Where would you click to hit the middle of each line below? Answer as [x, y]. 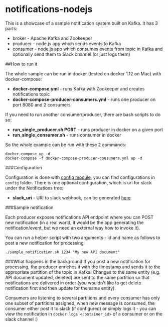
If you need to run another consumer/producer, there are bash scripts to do [83, 115]
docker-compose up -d [28, 154]
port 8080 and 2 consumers [42, 104]
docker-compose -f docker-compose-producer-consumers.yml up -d [74, 158]
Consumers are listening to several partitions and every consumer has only [83, 298]
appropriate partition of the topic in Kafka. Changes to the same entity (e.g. [83, 272]
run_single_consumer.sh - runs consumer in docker [67, 135]
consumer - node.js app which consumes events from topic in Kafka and [88, 49]
